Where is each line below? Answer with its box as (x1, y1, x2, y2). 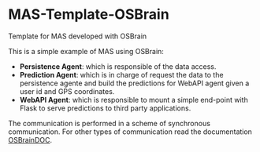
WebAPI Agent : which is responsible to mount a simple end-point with (19, 95, 248, 104)
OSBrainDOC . (8, 135, 53, 144)
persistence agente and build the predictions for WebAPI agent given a (19, 78, 250, 88)
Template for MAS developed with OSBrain (8, 31, 147, 41)
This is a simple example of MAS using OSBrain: (8, 46, 164, 56)
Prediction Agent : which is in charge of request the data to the (19, 70, 224, 79)
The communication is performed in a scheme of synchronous (8, 118, 211, 128)
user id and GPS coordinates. (19, 86, 115, 96)
